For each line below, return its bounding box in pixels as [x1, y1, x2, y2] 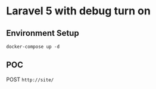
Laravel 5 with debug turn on [6, 4, 151, 18]
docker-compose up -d [6, 44, 60, 50]
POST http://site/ [6, 76, 54, 83]
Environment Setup [6, 28, 79, 38]
